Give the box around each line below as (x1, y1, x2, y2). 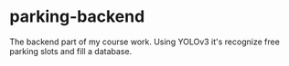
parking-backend (9, 6, 145, 27)
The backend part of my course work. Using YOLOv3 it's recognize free (9, 36, 281, 47)
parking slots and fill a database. (9, 45, 133, 56)
